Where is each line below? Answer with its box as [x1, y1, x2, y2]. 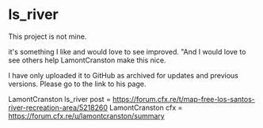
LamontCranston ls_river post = [8, 94, 111, 104]
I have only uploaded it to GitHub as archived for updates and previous [8, 70, 239, 80]
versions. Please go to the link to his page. [8, 79, 147, 88]
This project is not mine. [8, 32, 87, 41]
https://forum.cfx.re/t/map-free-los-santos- [112, 94, 256, 104]
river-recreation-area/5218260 [8, 103, 109, 112]
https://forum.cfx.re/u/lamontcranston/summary [8, 111, 165, 120]
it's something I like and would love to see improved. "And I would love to [8, 47, 246, 56]
